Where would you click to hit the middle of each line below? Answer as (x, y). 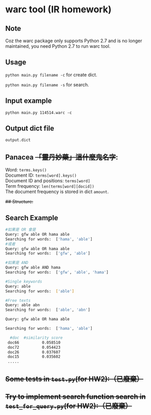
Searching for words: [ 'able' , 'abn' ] (48, 310)
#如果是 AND (17, 263)
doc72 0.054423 (34, 347)
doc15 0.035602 (34, 357)
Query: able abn (23, 305)
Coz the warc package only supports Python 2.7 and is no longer (74, 41)
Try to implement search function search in (75, 397)
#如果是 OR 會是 (21, 230)
